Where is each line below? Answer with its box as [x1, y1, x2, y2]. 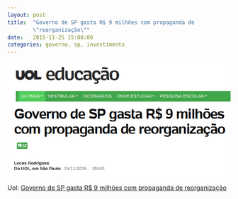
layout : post [7, 11, 46, 18]
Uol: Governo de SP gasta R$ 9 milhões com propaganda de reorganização [7, 183, 227, 192]
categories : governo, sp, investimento [7, 41, 125, 49]
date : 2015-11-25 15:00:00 [7, 34, 93, 41]
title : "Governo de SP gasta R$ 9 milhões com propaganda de [7, 18, 195, 26]
